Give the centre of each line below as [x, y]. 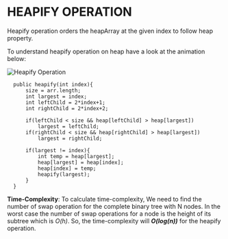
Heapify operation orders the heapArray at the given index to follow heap [110, 31]
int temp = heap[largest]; [76, 156]
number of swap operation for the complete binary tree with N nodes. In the [114, 206]
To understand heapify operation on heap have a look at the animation [106, 51]
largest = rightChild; [70, 138]
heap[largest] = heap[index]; [81, 162]
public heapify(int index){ [53, 84]
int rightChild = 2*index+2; [67, 108]
